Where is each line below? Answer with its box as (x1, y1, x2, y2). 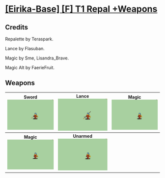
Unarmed (73, 133, 92, 139)
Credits (5, 23, 28, 31)
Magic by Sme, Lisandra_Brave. (5, 55, 69, 61)
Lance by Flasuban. (5, 46, 45, 51)
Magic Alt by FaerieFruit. (5, 65, 55, 70)
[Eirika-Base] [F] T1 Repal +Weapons (5, 3, 158, 15)
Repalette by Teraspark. (5, 36, 54, 42)
